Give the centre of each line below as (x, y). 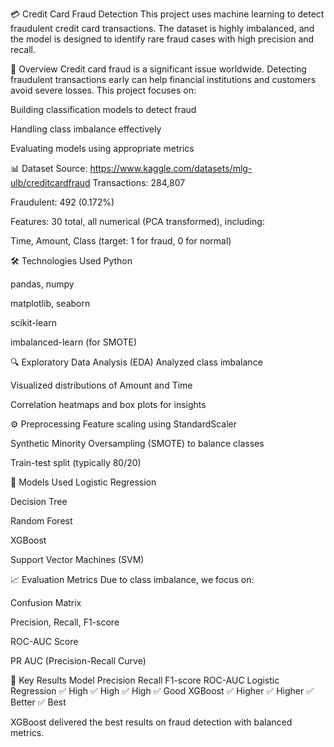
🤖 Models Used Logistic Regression (83, 482)
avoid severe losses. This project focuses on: (103, 90)
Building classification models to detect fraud (103, 109)
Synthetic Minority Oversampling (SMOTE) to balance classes (137, 443)
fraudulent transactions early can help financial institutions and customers (163, 79)
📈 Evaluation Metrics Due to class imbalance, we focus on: (132, 579)
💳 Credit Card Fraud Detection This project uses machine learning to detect (167, 14)
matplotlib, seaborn (50, 303)
